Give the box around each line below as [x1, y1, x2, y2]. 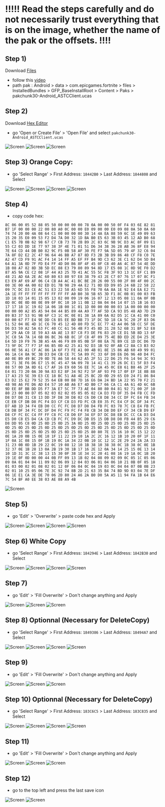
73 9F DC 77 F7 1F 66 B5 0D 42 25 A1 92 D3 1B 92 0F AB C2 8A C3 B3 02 [5, 344, 155, 349]
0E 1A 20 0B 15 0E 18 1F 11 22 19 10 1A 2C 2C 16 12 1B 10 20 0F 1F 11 [5, 434, 155, 439]
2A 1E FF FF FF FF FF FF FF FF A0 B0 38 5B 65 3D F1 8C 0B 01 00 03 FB [5, 292, 155, 297]
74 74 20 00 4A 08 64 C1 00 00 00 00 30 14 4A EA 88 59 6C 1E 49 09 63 [5, 231, 155, 236]
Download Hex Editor [5, 120, 48, 126]
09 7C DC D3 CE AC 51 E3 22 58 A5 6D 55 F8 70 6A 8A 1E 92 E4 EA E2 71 [5, 287, 155, 292]
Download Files [5, 68, 36, 73]
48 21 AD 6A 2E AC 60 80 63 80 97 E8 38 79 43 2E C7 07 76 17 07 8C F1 [5, 275, 155, 280]
